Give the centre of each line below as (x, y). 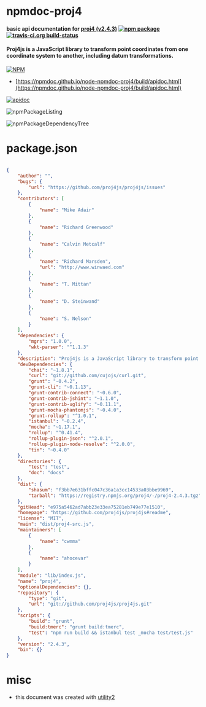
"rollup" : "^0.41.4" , (56, 433)
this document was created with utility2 (65, 697)
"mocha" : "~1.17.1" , (55, 427)
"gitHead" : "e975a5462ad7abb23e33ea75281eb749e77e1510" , (92, 507)
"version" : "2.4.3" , (44, 644)
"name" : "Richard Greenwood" (76, 227)
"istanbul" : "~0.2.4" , (57, 421)
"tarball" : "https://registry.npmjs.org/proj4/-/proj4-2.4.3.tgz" (115, 496)
